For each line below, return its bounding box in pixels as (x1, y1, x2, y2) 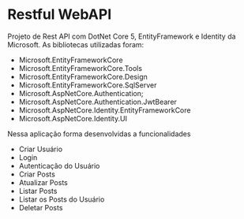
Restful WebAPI (7, 6, 112, 24)
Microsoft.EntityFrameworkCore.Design (18, 72, 148, 81)
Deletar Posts (18, 202, 63, 212)
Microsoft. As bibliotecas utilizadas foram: (7, 39, 145, 49)
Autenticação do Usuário (18, 161, 100, 170)
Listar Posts (18, 186, 58, 195)
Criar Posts (18, 169, 56, 179)
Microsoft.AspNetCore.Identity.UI (18, 113, 128, 123)
